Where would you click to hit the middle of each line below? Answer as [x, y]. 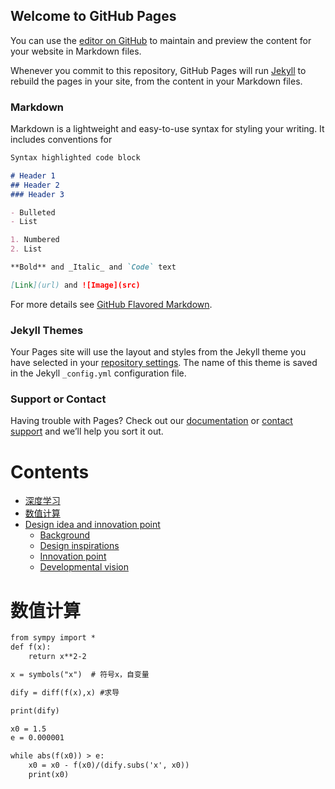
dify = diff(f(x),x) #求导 [65, 692]
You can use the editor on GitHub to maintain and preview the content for [161, 40]
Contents [50, 471]
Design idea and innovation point [92, 525]
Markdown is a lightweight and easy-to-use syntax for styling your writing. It [167, 129]
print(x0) [49, 775]
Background [65, 535]
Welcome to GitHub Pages [93, 16]
